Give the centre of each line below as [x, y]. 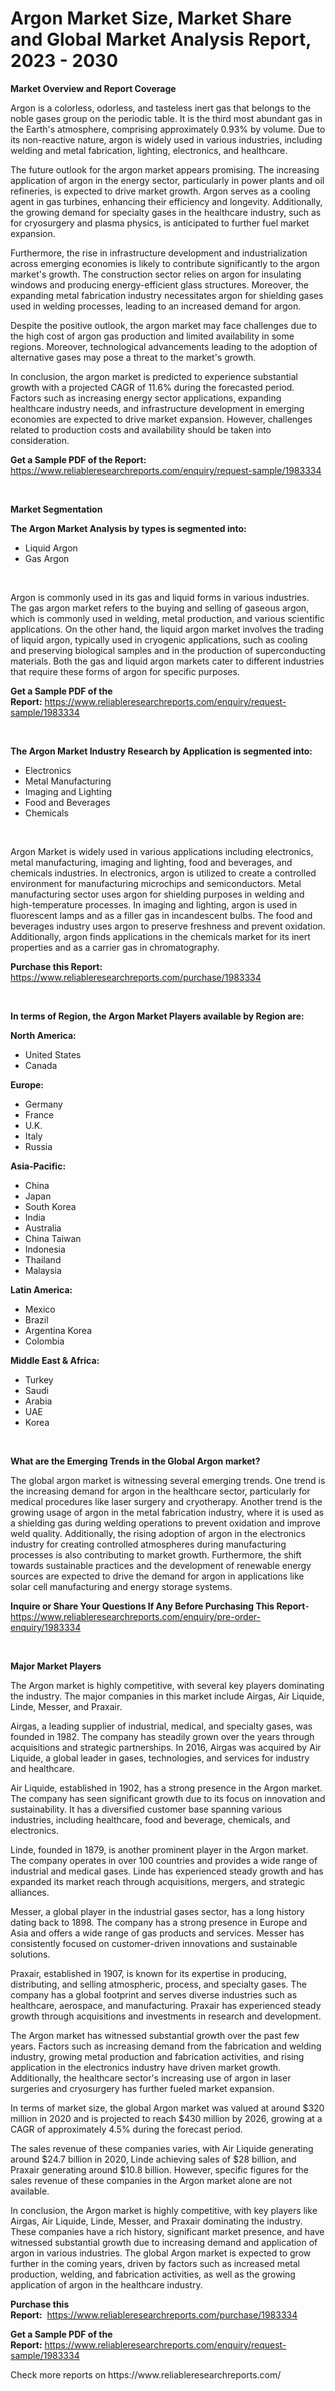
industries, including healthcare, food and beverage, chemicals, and [150, 1819]
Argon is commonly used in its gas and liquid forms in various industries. [160, 597]
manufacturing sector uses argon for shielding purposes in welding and [157, 894]
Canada [41, 1065]
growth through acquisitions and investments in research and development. [166, 2016]
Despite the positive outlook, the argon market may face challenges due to [164, 325]
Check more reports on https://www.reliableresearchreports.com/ [146, 2374]
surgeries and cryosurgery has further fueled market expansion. [142, 2088]
